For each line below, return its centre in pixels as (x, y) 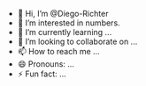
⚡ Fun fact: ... (42, 74)
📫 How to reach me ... (58, 51)
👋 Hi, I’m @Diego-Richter (63, 14)
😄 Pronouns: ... (46, 64)
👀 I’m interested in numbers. (69, 23)
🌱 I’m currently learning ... (65, 32)
